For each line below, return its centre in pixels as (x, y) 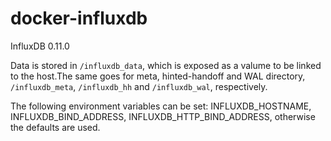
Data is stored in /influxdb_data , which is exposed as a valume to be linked (166, 65)
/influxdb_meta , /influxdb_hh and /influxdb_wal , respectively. (139, 86)
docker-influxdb (79, 18)
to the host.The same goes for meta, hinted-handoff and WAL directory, (158, 76)
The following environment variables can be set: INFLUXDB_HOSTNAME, (161, 106)
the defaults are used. (55, 127)
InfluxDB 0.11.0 (40, 46)
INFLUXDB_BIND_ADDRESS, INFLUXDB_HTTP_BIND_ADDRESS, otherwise (163, 116)
